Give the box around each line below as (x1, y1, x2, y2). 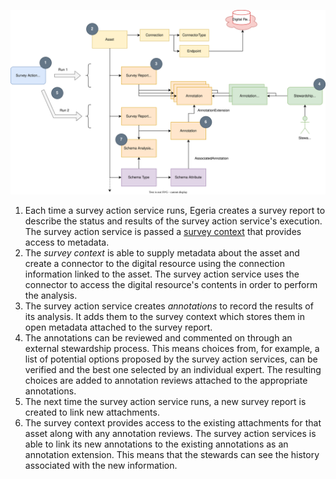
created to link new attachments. (24, 406, 160, 419)
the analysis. (24, 290, 78, 302)
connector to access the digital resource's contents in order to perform (24, 279, 318, 291)
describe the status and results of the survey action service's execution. (24, 215, 323, 227)
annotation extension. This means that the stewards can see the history (24, 449, 320, 461)
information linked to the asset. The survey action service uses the (24, 268, 300, 280)
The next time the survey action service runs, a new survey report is (24, 396, 307, 408)
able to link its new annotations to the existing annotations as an (24, 438, 289, 450)
